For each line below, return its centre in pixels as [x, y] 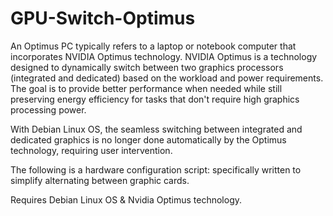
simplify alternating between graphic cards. [100, 180]
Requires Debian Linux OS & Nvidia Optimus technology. [126, 199]
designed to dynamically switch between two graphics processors [147, 67]
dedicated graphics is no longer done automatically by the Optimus [148, 139]
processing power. [48, 109]
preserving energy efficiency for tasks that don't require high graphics [155, 99]
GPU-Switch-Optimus [103, 18]
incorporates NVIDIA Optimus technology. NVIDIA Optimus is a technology [164, 56]
